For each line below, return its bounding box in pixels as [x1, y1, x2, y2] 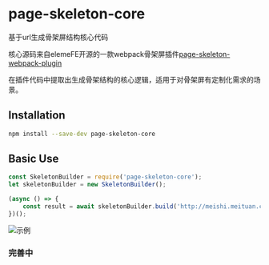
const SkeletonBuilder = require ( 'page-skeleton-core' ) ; [8, 173, 203, 181]
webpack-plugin [8, 58, 62, 68]
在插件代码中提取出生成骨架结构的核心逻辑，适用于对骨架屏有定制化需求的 [8, 74, 254, 84]
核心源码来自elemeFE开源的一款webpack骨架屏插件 [8, 49, 180, 58]
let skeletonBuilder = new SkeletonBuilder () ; [8, 181, 167, 189]
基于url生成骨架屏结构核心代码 [8, 32, 109, 42]
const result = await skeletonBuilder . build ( [22, 203, 178, 211]
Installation [8, 109, 66, 122]
